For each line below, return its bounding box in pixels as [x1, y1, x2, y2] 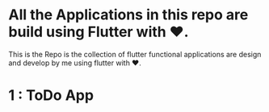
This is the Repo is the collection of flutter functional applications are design [8, 49, 262, 59]
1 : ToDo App [8, 86, 95, 105]
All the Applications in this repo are [8, 6, 249, 24]
